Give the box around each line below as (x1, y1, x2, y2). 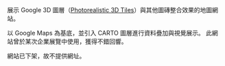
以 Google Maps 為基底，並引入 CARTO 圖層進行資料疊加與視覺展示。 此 (7, 29, 213, 37)
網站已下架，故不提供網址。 (7, 52, 86, 60)
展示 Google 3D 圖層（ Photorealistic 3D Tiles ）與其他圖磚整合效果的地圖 (7, 6, 213, 14)
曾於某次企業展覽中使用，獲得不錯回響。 (12, 37, 128, 46)
